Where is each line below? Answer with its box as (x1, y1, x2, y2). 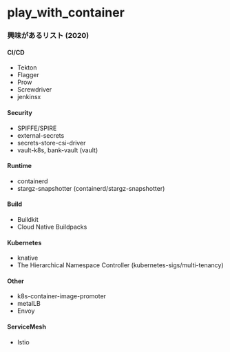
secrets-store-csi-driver (17, 138, 86, 147)
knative (17, 253, 39, 262)
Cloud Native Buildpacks (17, 222, 87, 231)
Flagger (17, 71, 39, 79)
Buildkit (17, 215, 39, 223)
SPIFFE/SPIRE (17, 124, 57, 132)
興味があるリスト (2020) (7, 31, 90, 41)
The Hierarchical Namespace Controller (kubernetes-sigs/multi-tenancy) (17, 261, 224, 269)
